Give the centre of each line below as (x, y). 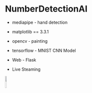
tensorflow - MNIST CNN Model (44, 50)
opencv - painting (30, 41)
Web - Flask (24, 60)
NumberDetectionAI (46, 9)
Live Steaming (26, 69)
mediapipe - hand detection (40, 22)
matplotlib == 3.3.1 (31, 31)
